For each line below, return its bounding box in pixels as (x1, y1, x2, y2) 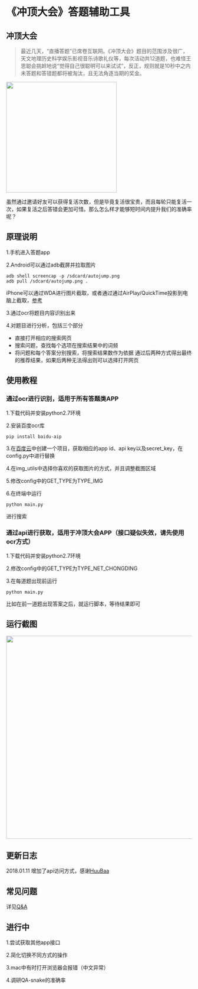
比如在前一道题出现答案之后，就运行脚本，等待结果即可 (6, 600, 140, 607)
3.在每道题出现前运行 (6, 577, 58, 584)
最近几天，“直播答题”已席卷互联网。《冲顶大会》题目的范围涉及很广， (20, 48, 189, 54)
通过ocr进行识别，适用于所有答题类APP (6, 395, 119, 403)
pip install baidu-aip (6, 434, 62, 440)
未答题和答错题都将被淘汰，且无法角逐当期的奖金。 (20, 70, 145, 77)
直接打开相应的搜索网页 (14, 334, 72, 341)
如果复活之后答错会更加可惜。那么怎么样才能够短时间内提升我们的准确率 (16, 206, 192, 213)
